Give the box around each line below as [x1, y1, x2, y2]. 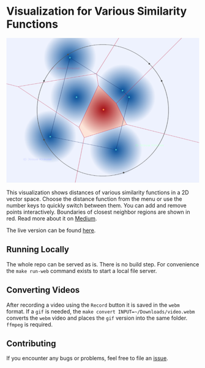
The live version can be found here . [6, 227, 96, 234]
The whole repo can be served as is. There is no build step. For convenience [6, 260, 199, 268]
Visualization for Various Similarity [6, 4, 187, 18]
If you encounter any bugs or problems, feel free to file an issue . [6, 355, 168, 362]
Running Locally [6, 244, 69, 255]
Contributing [6, 338, 56, 348]
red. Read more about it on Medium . [6, 214, 97, 222]
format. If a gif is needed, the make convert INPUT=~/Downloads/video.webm [6, 307, 195, 315]
